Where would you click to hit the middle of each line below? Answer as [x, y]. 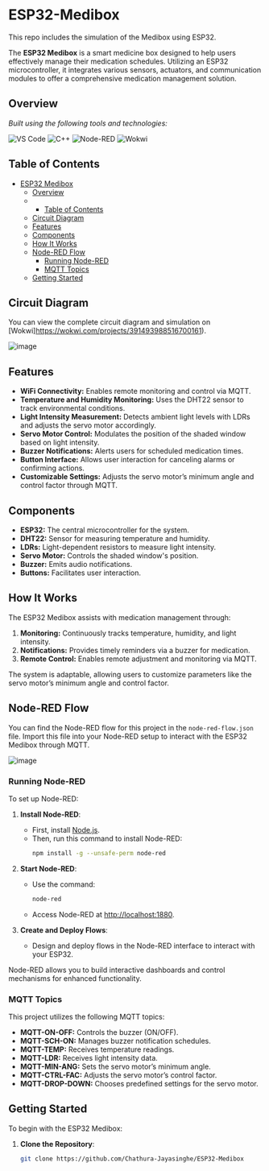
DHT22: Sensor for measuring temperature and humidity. [115, 538]
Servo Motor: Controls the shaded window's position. [109, 556]
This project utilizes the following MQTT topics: [87, 1016]
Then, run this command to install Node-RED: [107, 838]
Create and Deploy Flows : [64, 930]
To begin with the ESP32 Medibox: [66, 1128]
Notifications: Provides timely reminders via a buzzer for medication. [135, 650]
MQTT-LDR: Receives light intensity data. [89, 1057]
